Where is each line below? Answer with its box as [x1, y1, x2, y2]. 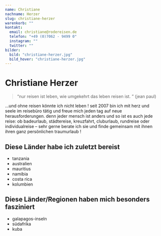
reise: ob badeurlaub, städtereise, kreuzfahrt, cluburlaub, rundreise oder [5, 118, 150, 124]
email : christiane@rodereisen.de [9, 30, 77, 34]
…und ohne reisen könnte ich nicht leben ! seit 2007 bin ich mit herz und [5, 103, 149, 109]
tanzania [12, 156, 30, 161]
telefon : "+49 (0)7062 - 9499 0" [9, 34, 77, 39]
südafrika [12, 221, 32, 227]
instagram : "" [9, 39, 38, 44]
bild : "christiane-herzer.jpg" [9, 52, 73, 57]
